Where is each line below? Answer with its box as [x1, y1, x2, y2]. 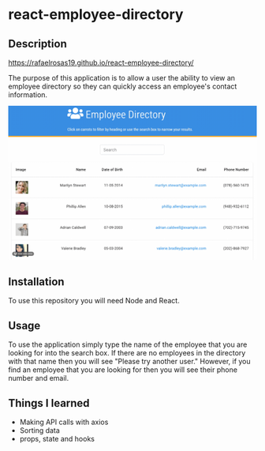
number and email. [8, 374, 69, 383]
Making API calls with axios [19, 417, 109, 427]
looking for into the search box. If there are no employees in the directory [8, 348, 246, 358]
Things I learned [8, 397, 90, 410]
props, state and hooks [19, 434, 95, 443]
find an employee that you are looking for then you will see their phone [8, 365, 238, 374]
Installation [8, 275, 65, 288]
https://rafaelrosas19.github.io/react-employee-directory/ [8, 58, 195, 67]
